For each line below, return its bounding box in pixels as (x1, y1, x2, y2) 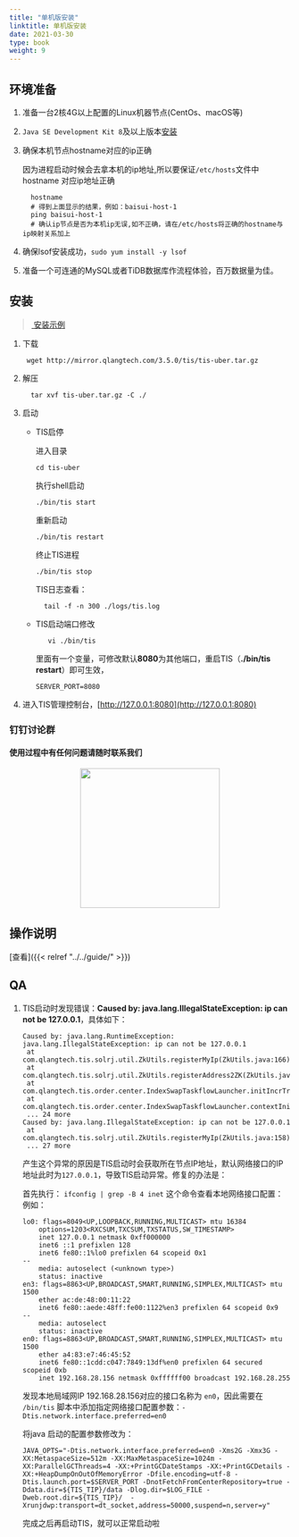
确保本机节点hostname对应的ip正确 (21, 145, 152, 155)
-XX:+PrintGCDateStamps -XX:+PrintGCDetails (114, 1462, 283, 1471)
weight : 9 (9, 46, 46, 55)
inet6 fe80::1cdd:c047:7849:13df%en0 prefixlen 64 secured (38, 1357, 263, 1367)
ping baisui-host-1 (30, 210, 103, 219)
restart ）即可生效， (35, 664, 109, 675)
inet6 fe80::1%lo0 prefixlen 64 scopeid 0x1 (38, 1248, 207, 1257)
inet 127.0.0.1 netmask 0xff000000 (38, 1232, 171, 1242)
